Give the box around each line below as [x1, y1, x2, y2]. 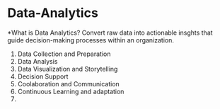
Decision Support [17, 72, 69, 81]
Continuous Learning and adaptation [17, 87, 125, 96]
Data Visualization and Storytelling [17, 64, 118, 73]
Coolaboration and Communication [17, 79, 120, 88]
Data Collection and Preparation [17, 50, 111, 58]
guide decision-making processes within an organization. [7, 35, 175, 44]
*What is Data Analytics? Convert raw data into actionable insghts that [7, 28, 214, 37]
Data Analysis [17, 57, 58, 65]
